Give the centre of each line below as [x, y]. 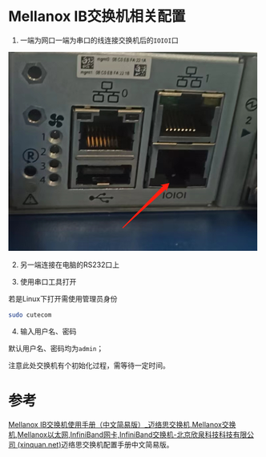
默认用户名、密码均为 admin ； [56, 348]
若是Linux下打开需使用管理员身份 [63, 298]
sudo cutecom [30, 315]
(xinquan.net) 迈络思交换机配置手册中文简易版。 [95, 444]
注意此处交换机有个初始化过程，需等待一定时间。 [89, 365]
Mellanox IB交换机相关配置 [97, 16]
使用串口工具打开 [48, 281]
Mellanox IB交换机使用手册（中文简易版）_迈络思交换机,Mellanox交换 [122, 424]
